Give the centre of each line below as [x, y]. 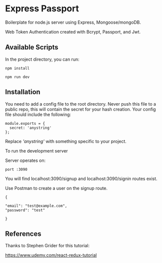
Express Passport [42, 9]
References [23, 234]
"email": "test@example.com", [36, 206]
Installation [23, 92]
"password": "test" [25, 210]
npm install [17, 68]
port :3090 [16, 169]
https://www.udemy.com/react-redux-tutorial [51, 255]
